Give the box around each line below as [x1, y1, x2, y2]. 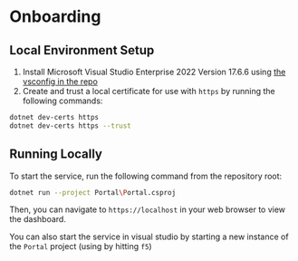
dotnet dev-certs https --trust [9, 121, 131, 130]
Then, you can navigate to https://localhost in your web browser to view [9, 204, 286, 215]
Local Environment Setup [9, 43, 155, 58]
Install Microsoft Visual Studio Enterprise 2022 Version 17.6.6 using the [22, 66, 286, 77]
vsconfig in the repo [22, 76, 98, 87]
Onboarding [9, 6, 101, 27]
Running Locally [9, 147, 102, 162]
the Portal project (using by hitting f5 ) [9, 241, 152, 252]
